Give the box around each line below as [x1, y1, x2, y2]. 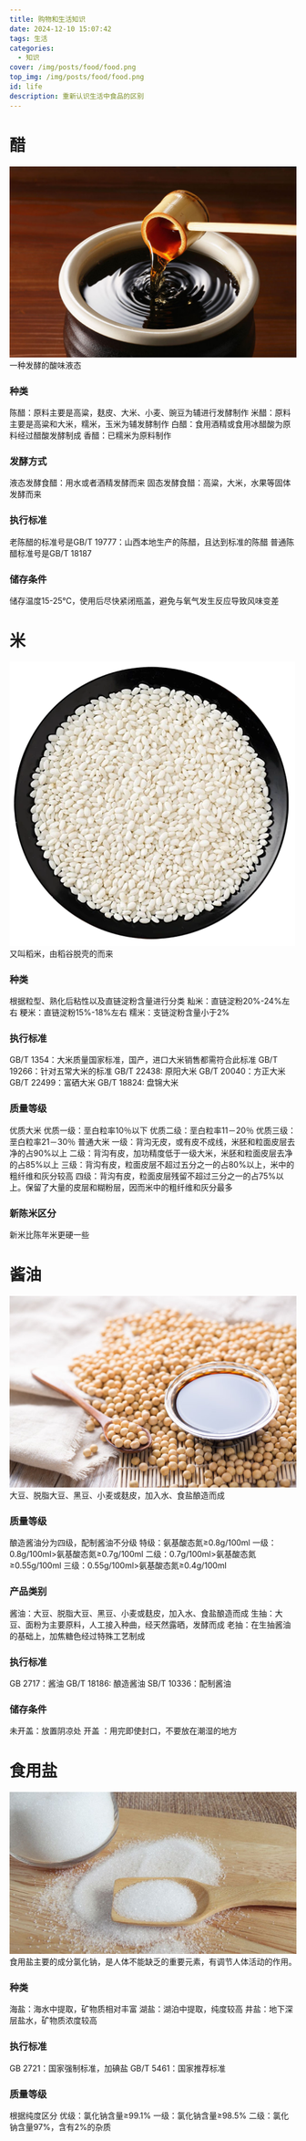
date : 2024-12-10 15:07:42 [9, 24, 112, 34]
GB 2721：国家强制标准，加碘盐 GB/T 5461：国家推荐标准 [9, 2063, 226, 2073]
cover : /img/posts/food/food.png [9, 63, 137, 72]
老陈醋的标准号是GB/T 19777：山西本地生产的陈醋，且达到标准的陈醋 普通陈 [9, 536, 294, 547]
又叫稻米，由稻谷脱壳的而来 [9, 948, 114, 959]
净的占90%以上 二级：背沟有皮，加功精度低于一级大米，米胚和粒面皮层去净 [9, 1148, 293, 1159]
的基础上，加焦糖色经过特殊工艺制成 [9, 1630, 146, 1641]
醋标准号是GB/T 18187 [9, 547, 93, 558]
